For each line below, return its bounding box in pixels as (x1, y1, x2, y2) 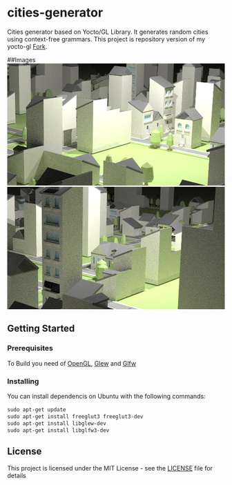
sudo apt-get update (7, 406, 67, 413)
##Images (7, 55, 36, 63)
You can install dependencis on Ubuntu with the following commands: (7, 392, 206, 400)
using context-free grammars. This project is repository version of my (7, 34, 206, 43)
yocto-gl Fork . (7, 42, 48, 50)
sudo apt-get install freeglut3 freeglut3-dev (7, 413, 144, 420)
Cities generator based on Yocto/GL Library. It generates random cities (7, 28, 209, 36)
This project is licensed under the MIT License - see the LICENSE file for (7, 464, 213, 472)
